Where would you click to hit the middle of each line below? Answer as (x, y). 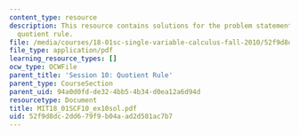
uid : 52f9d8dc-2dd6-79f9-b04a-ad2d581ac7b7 (91, 116)
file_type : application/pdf (61, 51)
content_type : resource (53, 17)
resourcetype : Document (53, 100)
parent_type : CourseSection (61, 83)
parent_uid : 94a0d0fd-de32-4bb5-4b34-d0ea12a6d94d (105, 91)
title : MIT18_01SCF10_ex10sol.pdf (73, 108)
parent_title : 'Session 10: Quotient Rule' (91, 75)
